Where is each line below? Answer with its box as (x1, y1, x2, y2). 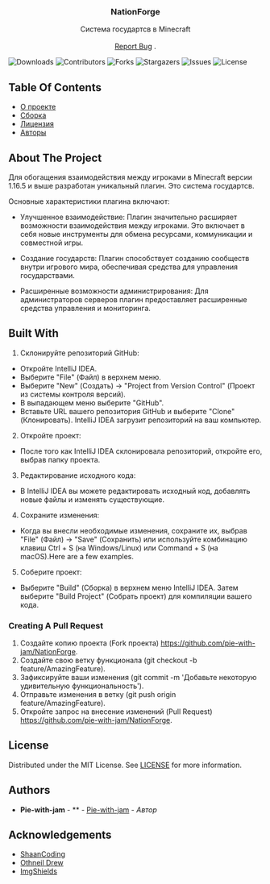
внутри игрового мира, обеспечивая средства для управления (19, 262, 238, 272)
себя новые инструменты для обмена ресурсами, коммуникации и (19, 229, 253, 239)
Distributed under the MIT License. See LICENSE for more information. (8, 760, 243, 770)
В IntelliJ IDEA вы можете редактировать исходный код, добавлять (19, 486, 251, 496)
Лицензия (19, 119, 55, 129)
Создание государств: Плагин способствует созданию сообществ (19, 253, 250, 263)
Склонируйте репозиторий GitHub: (19, 348, 139, 358)
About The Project (8, 151, 102, 164)
